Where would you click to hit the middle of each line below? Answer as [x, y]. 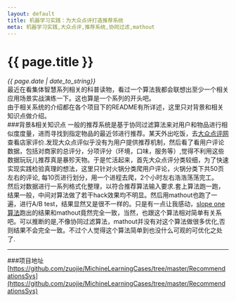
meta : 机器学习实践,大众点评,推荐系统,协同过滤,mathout [81, 27]
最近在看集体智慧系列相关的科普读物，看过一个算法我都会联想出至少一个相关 [118, 89]
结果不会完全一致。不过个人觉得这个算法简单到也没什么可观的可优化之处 [118, 230]
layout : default [31, 14]
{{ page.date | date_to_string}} [52, 81]
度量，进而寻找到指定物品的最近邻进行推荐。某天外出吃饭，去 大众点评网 [124, 134]
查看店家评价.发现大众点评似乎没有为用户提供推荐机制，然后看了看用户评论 [116, 142]
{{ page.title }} [51, 62]
